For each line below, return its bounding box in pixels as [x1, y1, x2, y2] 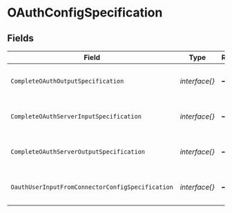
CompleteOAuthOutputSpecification [10, 77, 124, 85]
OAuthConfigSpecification [7, 5, 163, 21]
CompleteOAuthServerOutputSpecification [10, 148, 145, 156]
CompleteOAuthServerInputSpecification [10, 112, 142, 120]
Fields [7, 32, 35, 44]
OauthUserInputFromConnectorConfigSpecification [10, 183, 174, 191]
